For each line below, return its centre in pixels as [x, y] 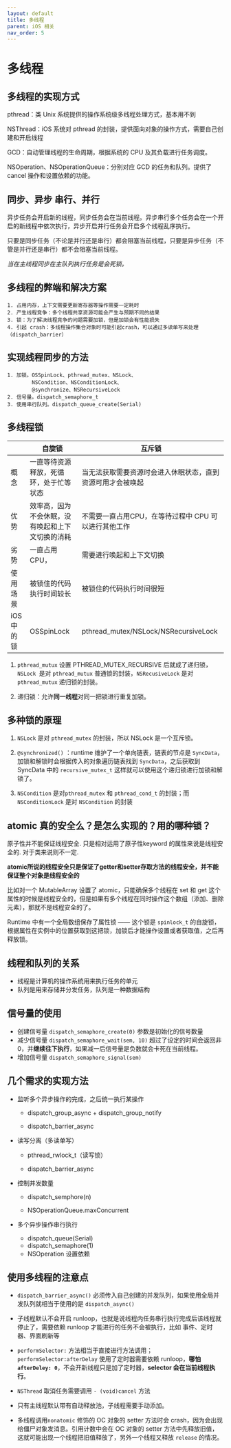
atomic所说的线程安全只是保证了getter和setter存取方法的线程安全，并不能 [113, 867]
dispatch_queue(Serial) [60, 1238]
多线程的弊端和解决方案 [57, 288]
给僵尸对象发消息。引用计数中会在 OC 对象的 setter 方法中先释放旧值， [118, 1429]
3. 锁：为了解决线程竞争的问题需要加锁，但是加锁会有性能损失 [84, 320]
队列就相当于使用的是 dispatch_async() [79, 1304]
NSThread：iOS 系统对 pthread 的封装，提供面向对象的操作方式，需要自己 [112, 129]
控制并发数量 [35, 1183]
